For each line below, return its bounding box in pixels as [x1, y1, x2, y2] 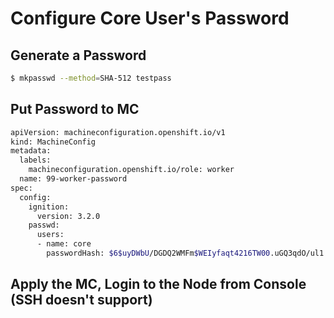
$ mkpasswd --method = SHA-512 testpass [10, 73, 172, 83]
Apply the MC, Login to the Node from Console [10, 276, 307, 293]
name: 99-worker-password [19, 174, 128, 184]
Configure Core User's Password [10, 7, 290, 30]
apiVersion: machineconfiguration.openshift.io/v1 [10, 127, 226, 137]
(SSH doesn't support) [10, 292, 153, 309]
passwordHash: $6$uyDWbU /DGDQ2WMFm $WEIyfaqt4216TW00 [46, 248, 271, 259]
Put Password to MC [10, 101, 140, 118]
